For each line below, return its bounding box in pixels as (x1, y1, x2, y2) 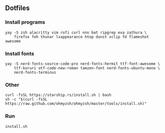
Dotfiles (5, 4, 30, 12)
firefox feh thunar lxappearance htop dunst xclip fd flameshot (14, 34, 149, 39)
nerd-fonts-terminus (14, 70, 56, 75)
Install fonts (5, 50, 35, 57)
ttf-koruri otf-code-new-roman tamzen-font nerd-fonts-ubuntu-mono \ (14, 65, 161, 71)
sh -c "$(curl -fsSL (5, 97, 48, 102)
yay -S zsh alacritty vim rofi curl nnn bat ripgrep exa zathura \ (5, 30, 147, 35)
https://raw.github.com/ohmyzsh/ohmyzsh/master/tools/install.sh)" (5, 101, 147, 106)
